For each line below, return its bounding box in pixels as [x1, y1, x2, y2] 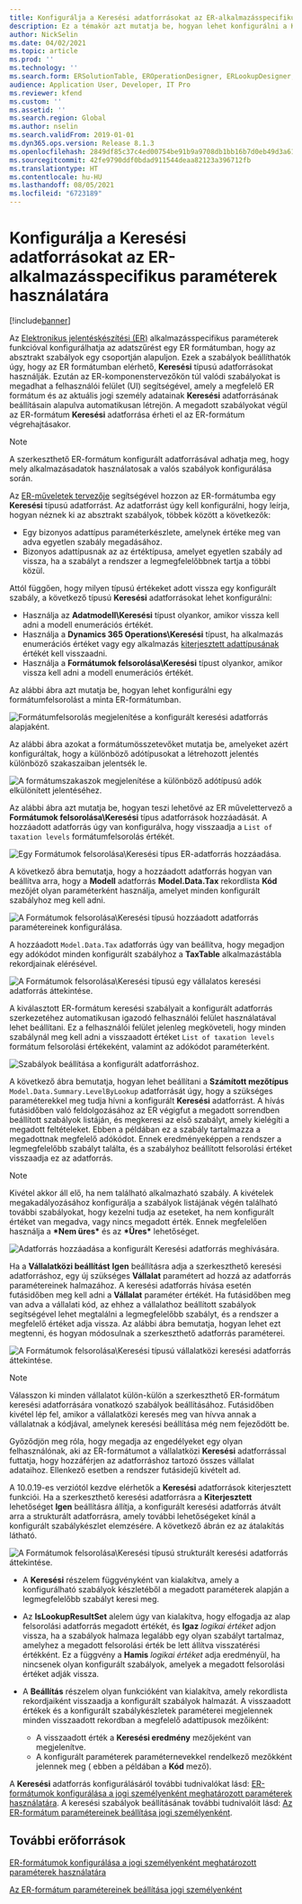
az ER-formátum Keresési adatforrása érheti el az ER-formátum [9, 409, 245, 420]
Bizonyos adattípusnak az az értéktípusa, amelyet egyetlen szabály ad [22, 546, 283, 557]
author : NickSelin [9, 30, 78, 39]
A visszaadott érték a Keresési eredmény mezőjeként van [35, 1732, 252, 1743]
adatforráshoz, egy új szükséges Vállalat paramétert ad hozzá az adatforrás [9, 1270, 292, 1280]
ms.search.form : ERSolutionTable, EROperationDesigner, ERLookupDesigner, [9, 72, 296, 81]
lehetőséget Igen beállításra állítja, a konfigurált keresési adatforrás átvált [9, 1501, 281, 1512]
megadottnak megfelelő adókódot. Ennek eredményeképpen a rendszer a [9, 1133, 282, 1144]
